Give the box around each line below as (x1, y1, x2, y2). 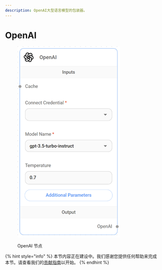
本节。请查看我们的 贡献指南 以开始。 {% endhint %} (5, 260, 109, 266)
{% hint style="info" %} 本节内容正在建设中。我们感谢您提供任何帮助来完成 (5, 253, 157, 259)
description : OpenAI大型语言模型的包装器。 (5, 8, 87, 13)
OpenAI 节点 (17, 243, 43, 249)
